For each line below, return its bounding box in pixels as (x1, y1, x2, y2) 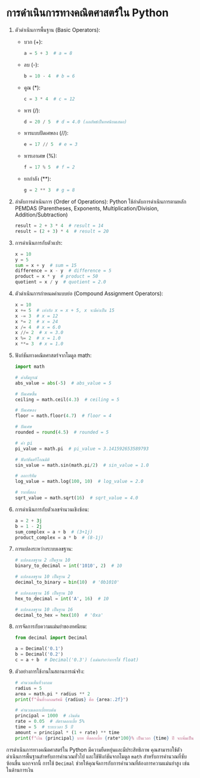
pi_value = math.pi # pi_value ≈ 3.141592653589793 (14, 446, 149, 452)
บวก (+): (23, 38, 43, 45)
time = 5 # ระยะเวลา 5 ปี (14, 724, 73, 730)
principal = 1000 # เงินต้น (14, 713, 80, 719)
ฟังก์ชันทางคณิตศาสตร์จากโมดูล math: (14, 352, 92, 359)
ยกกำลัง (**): (23, 175, 51, 182)
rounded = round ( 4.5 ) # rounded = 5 (14, 429, 109, 435)
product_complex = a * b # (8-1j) (14, 534, 104, 540)
